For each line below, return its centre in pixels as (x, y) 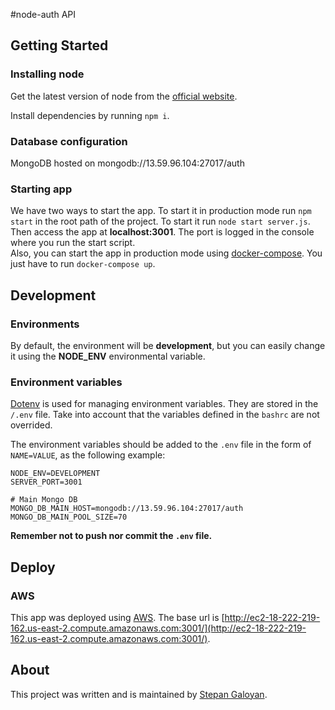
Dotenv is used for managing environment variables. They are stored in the (164, 404)
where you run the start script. (73, 243)
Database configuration (69, 141)
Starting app (41, 189)
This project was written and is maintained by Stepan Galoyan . (139, 694)
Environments (45, 324)
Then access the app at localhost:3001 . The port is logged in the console (162, 232)
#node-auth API (43, 14)
